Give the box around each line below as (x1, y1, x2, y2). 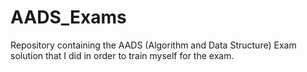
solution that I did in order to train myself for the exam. (10, 49, 235, 61)
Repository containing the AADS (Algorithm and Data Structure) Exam (10, 39, 297, 51)
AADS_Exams (10, 6, 127, 29)
